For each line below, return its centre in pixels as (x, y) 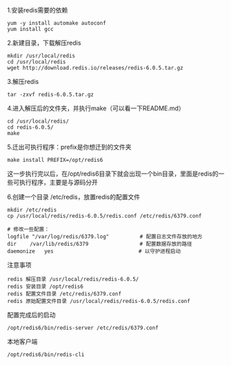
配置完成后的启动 (31, 315)
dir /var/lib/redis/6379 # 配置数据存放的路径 (100, 244)
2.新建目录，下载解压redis (44, 43)
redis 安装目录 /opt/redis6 (46, 286)
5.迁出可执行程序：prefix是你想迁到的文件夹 (69, 147)
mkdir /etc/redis (32, 210)
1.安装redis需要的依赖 (38, 10)
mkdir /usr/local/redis (41, 56)
